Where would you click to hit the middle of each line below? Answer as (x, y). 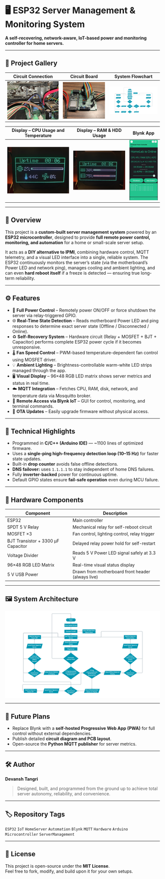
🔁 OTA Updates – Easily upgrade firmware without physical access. (80, 411)
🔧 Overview (23, 220)
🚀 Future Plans (28, 716)
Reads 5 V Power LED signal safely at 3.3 (114, 553)
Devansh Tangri (22, 779)
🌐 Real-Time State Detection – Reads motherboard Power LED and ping (85, 320)
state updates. (27, 459)
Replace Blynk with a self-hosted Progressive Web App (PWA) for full (83, 728)
